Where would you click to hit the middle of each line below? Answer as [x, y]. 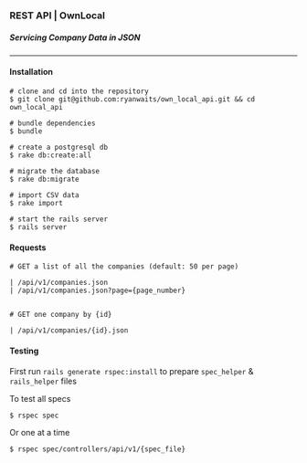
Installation [31, 72]
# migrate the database [55, 172]
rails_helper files [43, 381]
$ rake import [37, 204]
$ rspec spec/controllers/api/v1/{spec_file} [97, 449]
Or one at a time [40, 432]
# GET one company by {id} [61, 315]
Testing [24, 351]
